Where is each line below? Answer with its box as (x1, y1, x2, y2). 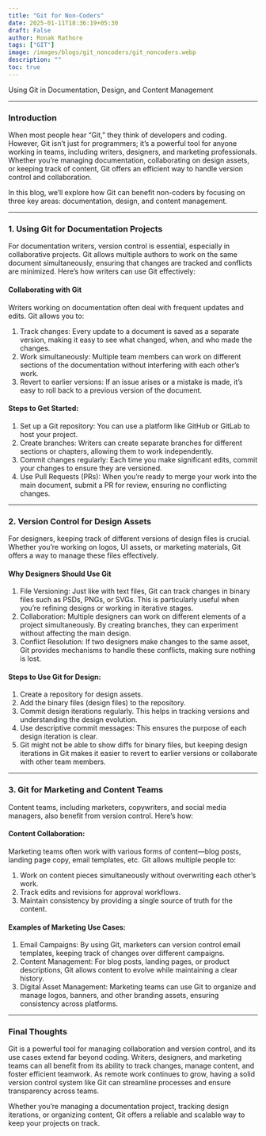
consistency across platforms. (19, 999, 119, 1008)
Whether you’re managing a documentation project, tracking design (8, 1102, 230, 1111)
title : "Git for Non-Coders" (8, 11, 104, 20)
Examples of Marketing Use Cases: (8, 922, 127, 932)
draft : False (8, 26, 51, 34)
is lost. (19, 654, 42, 663)
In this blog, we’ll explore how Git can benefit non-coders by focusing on (8, 188, 245, 198)
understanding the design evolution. (19, 715, 138, 724)
